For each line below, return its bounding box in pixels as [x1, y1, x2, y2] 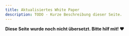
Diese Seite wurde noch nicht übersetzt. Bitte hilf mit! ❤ [5, 25, 124, 31]
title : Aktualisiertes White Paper [5, 7, 80, 12]
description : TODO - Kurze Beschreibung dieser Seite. [5, 12, 122, 17]
